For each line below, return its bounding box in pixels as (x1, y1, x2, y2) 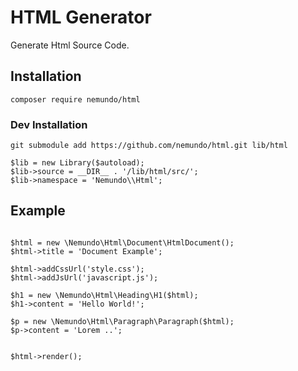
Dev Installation (10, 117, 88, 131)
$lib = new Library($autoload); (10, 158, 145, 168)
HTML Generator (10, 6, 152, 29)
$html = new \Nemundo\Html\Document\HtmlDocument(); (10, 237, 235, 248)
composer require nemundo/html (10, 94, 141, 105)
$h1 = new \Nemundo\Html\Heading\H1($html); (10, 290, 199, 300)
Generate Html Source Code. (10, 39, 130, 51)
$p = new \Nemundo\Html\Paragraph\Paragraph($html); (10, 316, 235, 326)
